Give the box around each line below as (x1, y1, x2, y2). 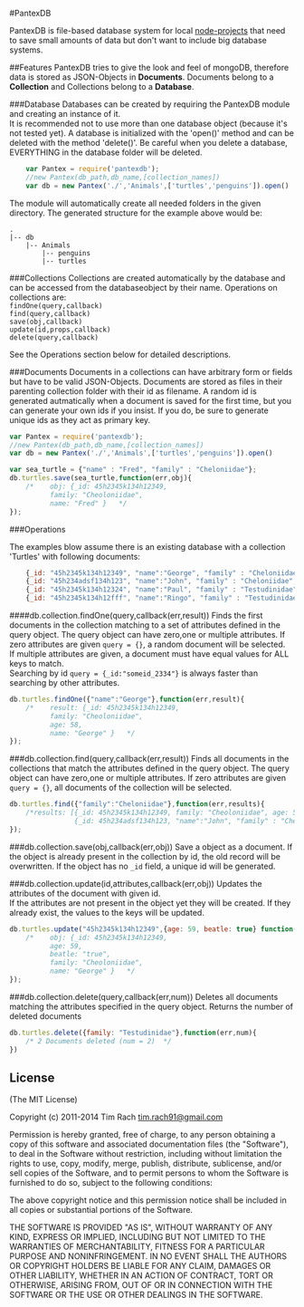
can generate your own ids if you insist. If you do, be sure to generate (9, 405, 269, 416)
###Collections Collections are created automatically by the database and (9, 272, 286, 284)
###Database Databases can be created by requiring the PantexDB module (9, 99, 290, 110)
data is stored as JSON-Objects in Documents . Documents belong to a (9, 72, 274, 82)
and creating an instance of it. (9, 109, 121, 119)
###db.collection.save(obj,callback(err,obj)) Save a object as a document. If (9, 841, 293, 852)
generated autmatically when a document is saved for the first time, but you (9, 395, 292, 406)
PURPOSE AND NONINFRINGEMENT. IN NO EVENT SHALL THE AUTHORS (9, 1251, 288, 1262)
